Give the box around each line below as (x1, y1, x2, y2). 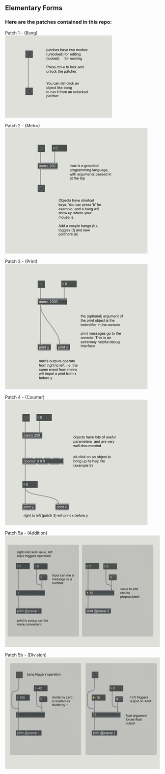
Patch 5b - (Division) (5, 652, 47, 658)
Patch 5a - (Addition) (5, 530, 48, 536)
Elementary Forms (5, 4, 63, 12)
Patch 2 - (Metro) (5, 122, 40, 128)
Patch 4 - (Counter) (5, 394, 45, 400)
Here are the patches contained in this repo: (5, 19, 112, 26)
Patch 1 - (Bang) (5, 29, 38, 36)
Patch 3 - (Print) (5, 258, 38, 264)
